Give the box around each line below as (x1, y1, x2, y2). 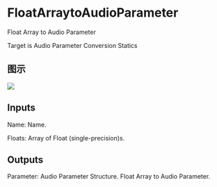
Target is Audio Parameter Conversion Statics (7, 41, 138, 49)
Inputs (7, 102, 36, 114)
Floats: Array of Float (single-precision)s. (7, 133, 125, 142)
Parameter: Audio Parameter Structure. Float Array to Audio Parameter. (7, 172, 211, 181)
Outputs (7, 154, 44, 165)
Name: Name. (7, 120, 47, 129)
